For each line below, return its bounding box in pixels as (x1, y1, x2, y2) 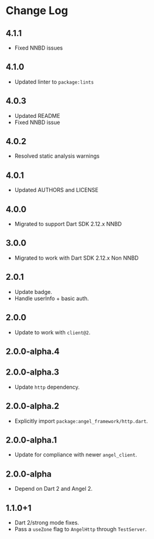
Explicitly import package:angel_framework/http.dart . (14, 417, 149, 425)
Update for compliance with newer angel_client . (14, 451, 138, 458)
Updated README (14, 112, 60, 119)
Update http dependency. (14, 383, 80, 391)
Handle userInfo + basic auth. (14, 295, 89, 302)
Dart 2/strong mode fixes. (14, 519, 80, 526)
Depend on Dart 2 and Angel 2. (14, 485, 93, 493)
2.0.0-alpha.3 (5, 367, 60, 378)
